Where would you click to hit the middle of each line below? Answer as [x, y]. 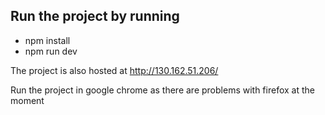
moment [27, 100]
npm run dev [51, 51]
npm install [47, 40]
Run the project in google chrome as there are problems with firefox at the [162, 90]
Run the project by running [95, 16]
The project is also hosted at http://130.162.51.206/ [114, 70]
